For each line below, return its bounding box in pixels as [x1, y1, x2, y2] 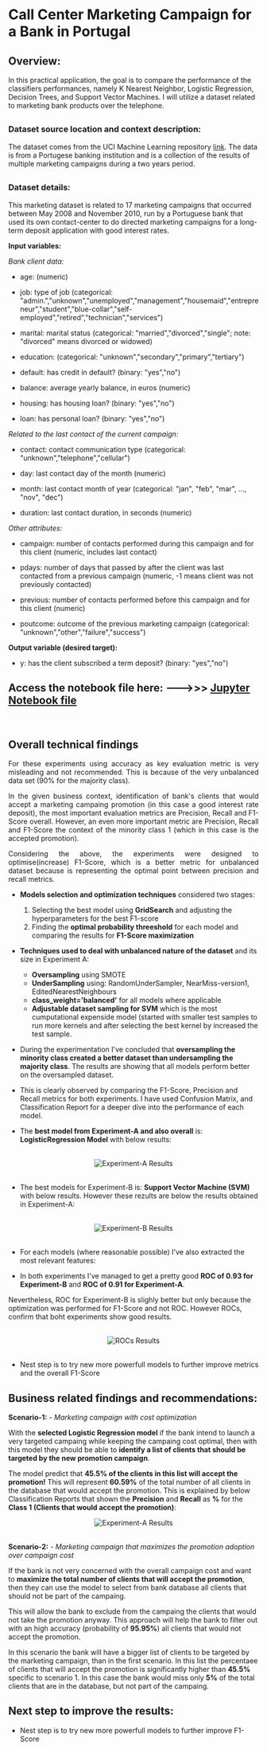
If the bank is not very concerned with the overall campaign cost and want [8, 1565, 252, 1575]
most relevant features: [19, 1256, 96, 1266]
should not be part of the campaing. [8, 1591, 126, 1600]
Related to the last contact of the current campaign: [8, 429, 179, 439]
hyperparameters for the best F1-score [31, 914, 159, 923]
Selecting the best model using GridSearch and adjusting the [31, 906, 233, 915]
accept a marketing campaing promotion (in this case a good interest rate [8, 800, 259, 809]
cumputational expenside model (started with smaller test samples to [31, 1012, 258, 1022]
